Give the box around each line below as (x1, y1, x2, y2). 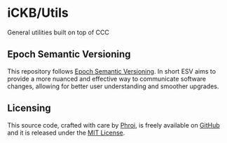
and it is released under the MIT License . (7, 128, 125, 137)
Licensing (7, 102, 51, 114)
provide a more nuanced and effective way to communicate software (7, 74, 207, 83)
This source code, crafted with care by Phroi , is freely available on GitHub (7, 121, 221, 129)
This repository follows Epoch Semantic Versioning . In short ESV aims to (7, 67, 216, 75)
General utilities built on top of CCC (7, 28, 110, 36)
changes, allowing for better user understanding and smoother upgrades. (7, 82, 219, 90)
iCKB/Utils (7, 5, 69, 21)
